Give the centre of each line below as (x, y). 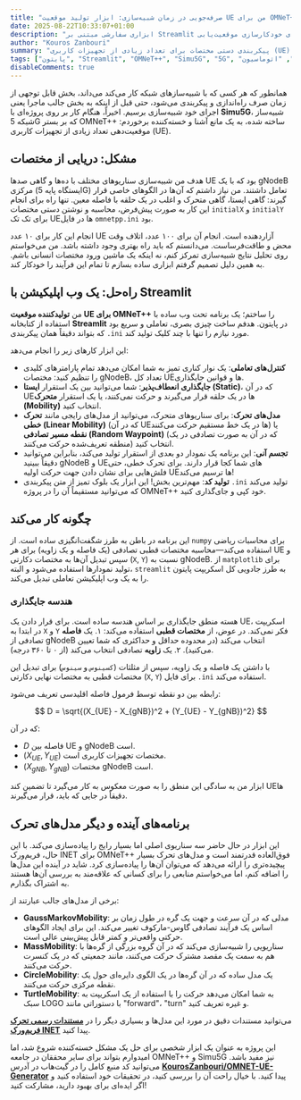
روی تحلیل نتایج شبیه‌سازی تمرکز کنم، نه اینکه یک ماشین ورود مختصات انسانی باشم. (149, 255)
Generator (29, 1076)
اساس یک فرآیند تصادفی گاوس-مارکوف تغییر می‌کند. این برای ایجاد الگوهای (148, 928)
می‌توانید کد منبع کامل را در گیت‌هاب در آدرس (85, 1066)
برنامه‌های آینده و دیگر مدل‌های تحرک (100, 823)
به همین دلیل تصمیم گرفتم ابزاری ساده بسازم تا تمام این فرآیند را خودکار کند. (138, 264)
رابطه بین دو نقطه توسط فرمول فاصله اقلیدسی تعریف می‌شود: (116, 693)
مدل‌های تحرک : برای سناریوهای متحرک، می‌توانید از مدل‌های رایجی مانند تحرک (151, 415)
